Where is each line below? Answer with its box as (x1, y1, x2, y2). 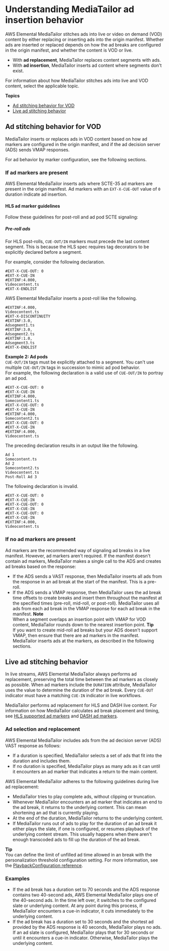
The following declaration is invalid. (5, 483, 79, 489)
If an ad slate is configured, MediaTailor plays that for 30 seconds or (12, 929, 154, 935)
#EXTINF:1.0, (5, 336, 33, 341)
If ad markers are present (5, 169, 68, 176)
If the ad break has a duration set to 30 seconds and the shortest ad (12, 919, 154, 925)
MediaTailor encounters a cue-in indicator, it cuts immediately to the (12, 908, 153, 914)
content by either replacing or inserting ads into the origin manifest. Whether (5, 36, 164, 42)
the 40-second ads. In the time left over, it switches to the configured (12, 897, 156, 903)
